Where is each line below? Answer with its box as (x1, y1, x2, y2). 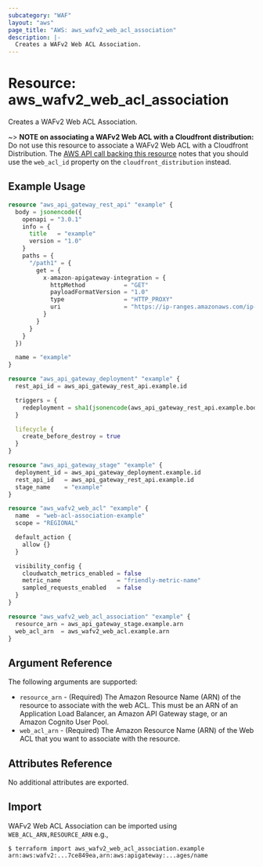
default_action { (15, 534, 72, 541)
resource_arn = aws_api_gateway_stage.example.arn (15, 620, 184, 628)
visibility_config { (15, 562, 82, 570)
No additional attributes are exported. (8, 778, 129, 787)
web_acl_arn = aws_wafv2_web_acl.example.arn (15, 627, 170, 636)
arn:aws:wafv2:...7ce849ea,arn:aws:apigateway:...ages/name (8, 851, 209, 859)
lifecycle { (15, 425, 55, 433)
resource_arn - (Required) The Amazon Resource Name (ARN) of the (19, 692, 241, 702)
